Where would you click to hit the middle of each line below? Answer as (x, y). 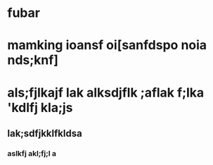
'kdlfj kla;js (40, 108)
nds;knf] (33, 60)
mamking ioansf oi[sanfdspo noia (107, 45)
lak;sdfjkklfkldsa (45, 133)
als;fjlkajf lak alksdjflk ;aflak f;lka (106, 92)
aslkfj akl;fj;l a (32, 153)
